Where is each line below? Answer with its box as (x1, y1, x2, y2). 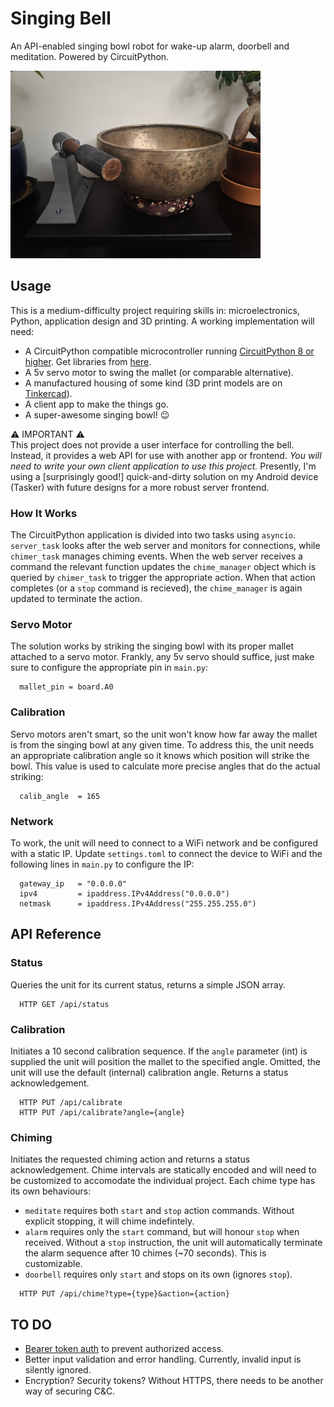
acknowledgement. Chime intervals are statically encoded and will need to (10, 1164, 317, 1176)
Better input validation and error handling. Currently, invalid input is (24, 1353, 302, 1366)
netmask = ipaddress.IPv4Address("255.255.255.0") (19, 898, 257, 909)
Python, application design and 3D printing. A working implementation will (10, 315, 315, 327)
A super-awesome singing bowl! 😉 (24, 408, 170, 421)
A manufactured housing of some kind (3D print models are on (24, 377, 283, 389)
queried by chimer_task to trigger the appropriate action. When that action (10, 572, 316, 584)
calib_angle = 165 (19, 791, 101, 801)
